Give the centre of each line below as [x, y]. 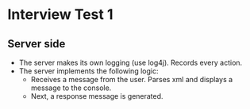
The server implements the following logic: [88, 71]
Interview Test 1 [60, 15]
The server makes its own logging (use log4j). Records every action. [131, 62]
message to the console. [71, 88]
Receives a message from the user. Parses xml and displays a [132, 79]
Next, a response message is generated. [97, 96]
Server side [37, 44]
